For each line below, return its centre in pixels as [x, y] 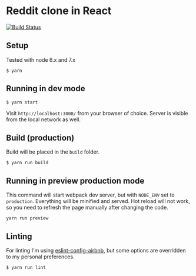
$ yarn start [22, 102]
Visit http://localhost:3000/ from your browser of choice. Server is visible [97, 113]
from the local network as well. [44, 119]
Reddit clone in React [59, 11]
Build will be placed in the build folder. [53, 152]
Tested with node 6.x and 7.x [41, 59]
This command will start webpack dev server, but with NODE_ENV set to [90, 195]
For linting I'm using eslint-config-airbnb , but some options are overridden [96, 250]
